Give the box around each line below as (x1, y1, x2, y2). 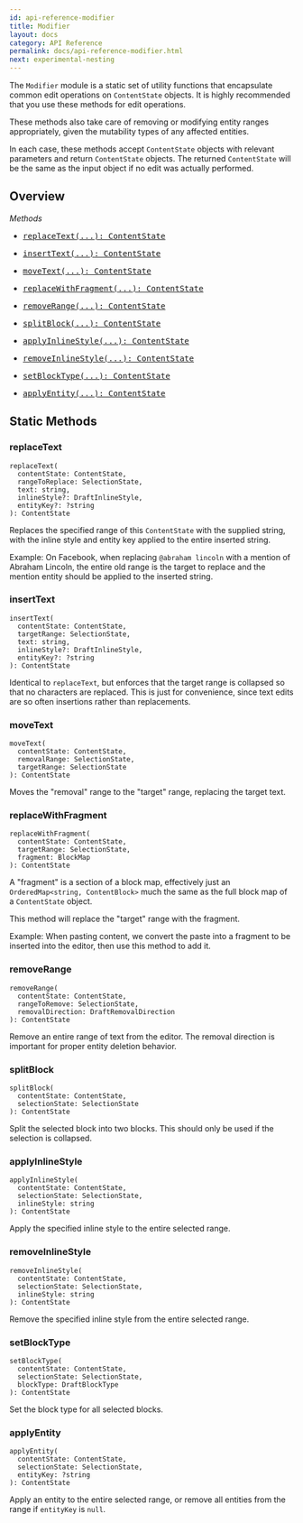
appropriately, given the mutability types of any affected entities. (9, 126, 250, 136)
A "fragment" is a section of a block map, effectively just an (9, 877, 231, 888)
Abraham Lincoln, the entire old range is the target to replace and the (9, 561, 266, 572)
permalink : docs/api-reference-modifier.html (9, 47, 183, 56)
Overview (9, 189, 66, 204)
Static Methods (9, 414, 97, 429)
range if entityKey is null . (9, 1504, 106, 1515)
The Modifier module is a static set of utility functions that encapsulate (9, 80, 273, 90)
